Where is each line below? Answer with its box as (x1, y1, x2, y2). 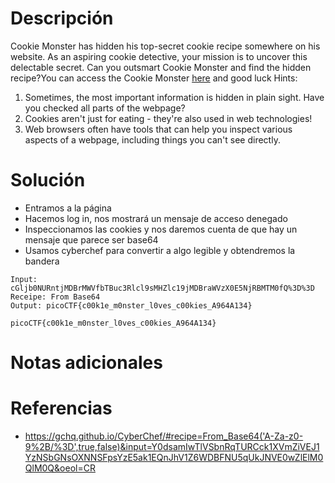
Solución (10, 169, 86, 192)
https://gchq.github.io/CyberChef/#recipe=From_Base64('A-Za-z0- (24, 430, 304, 442)
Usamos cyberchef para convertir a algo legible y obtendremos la (24, 244, 296, 256)
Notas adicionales (10, 352, 163, 374)
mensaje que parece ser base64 (24, 233, 159, 246)
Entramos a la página (24, 202, 112, 214)
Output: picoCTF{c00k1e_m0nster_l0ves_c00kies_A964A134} (10, 300, 253, 311)
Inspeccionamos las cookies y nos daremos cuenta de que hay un (24, 223, 298, 235)
